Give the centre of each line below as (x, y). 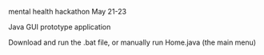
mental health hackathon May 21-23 (68, 12)
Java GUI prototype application (60, 27)
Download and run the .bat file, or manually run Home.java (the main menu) (132, 42)
